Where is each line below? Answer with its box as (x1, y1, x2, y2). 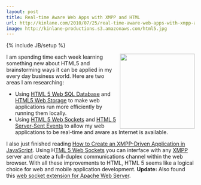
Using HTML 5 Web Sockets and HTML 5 (14, 116, 117, 123)
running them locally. (14, 110, 67, 117)
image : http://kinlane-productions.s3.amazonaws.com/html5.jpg (6, 25, 167, 32)
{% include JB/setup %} (6, 42, 66, 49)
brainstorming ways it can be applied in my (6, 66, 112, 74)
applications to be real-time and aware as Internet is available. (14, 129, 169, 136)
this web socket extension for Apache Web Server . (6, 172, 131, 180)
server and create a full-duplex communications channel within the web (6, 153, 184, 160)
